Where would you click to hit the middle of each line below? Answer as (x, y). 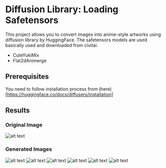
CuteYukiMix (26, 55)
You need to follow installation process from (52, 89)
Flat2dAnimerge (30, 60)
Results (18, 111)
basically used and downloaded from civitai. (52, 45)
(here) (105, 89)
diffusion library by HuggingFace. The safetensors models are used (76, 40)
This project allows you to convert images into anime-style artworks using (83, 34)
